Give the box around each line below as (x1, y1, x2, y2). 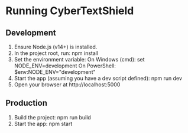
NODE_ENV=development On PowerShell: (14, 62, 116, 69)
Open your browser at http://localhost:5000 (14, 81, 121, 88)
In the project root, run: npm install (14, 50, 99, 57)
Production (5, 98, 48, 108)
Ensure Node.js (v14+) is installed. (14, 43, 98, 50)
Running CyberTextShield (5, 4, 134, 18)
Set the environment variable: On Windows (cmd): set (14, 56, 145, 63)
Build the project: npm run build (14, 113, 91, 121)
